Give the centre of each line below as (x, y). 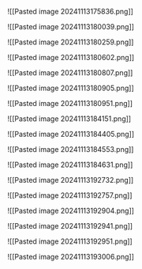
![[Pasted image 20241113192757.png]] (70, 195)
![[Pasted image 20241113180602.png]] (71, 57)
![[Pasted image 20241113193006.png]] (71, 257)
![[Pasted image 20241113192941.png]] (70, 226)
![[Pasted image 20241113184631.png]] (70, 165)
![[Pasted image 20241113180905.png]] (71, 88)
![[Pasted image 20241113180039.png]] (71, 27)
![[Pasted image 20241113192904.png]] (71, 210)
